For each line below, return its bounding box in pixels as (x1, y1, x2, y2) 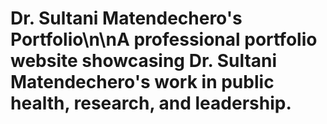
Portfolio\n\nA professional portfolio (10, 28, 318, 51)
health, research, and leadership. (10, 92, 292, 115)
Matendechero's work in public (10, 71, 275, 94)
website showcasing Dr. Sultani (10, 50, 278, 72)
